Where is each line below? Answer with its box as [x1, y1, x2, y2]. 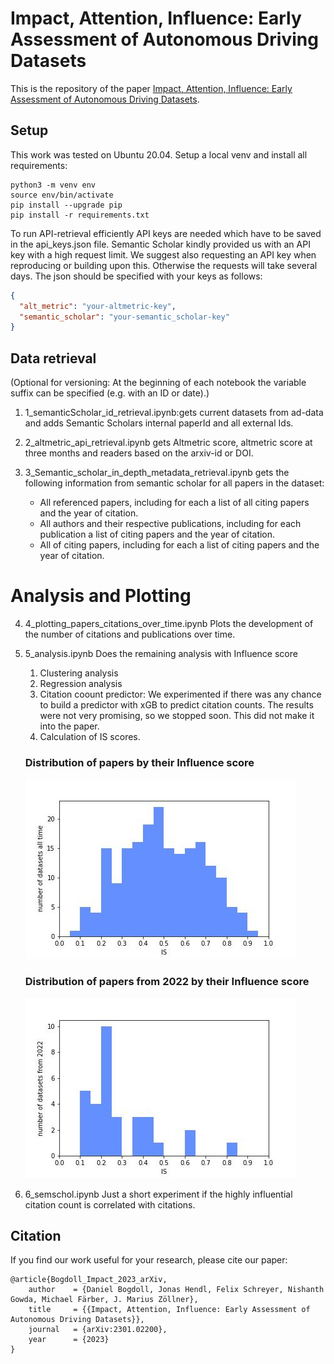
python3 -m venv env [10, 180, 97, 190]
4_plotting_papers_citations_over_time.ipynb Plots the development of [24, 618, 314, 629]
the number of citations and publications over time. [24, 628, 236, 640]
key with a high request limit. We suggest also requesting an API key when [10, 248, 317, 261]
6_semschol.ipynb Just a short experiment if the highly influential [24, 1188, 293, 1200]
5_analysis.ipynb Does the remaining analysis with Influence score [24, 648, 298, 659]
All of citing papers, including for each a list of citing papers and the [39, 539, 320, 551]
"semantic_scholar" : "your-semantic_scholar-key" [19, 312, 230, 322]
